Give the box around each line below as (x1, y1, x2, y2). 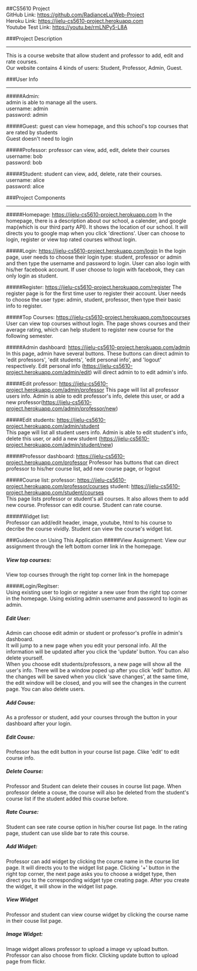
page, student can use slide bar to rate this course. (6, 830, 130, 837)
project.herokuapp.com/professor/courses (6, 483, 109, 489)
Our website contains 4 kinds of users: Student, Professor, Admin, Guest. (6, 65, 183, 71)
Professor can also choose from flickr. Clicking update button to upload (6, 952, 179, 959)
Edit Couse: (6, 733, 35, 740)
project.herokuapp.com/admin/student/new (6, 441, 111, 448)
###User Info (6, 76, 38, 83)
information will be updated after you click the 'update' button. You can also (6, 648, 189, 655)
